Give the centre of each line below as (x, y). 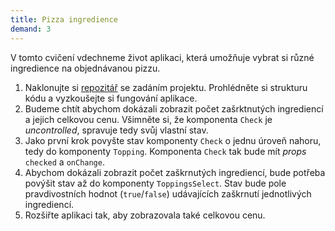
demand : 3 (31, 29)
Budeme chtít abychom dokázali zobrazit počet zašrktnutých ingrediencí (174, 108)
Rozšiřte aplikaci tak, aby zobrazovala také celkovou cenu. (145, 215)
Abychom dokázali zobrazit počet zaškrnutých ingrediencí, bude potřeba (175, 172)
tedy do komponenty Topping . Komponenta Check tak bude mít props (165, 151)
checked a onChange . (64, 162)
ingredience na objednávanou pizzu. (85, 68)
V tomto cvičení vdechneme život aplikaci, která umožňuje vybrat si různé (162, 57)
